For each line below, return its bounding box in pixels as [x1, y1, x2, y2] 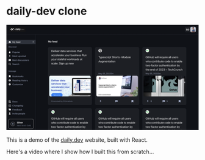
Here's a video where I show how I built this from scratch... [6, 148, 154, 155]
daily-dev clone [6, 4, 87, 18]
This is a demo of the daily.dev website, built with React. [6, 136, 148, 144]
